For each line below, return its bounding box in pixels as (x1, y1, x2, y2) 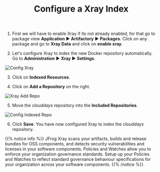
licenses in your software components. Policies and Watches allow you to (5, 146, 151, 152)
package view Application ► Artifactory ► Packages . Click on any (12, 36, 147, 42)
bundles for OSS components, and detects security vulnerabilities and (5, 141, 145, 147)
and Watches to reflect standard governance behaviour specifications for (5, 156, 151, 162)
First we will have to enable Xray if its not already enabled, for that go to (12, 31, 156, 37)
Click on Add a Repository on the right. (12, 84, 90, 90)
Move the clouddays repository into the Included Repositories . (12, 103, 138, 109)
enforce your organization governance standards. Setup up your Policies (5, 151, 150, 157)
